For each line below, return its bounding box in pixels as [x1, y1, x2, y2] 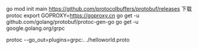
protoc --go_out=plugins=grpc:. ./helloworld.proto [6, 36, 130, 43]
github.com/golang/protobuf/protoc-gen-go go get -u [6, 19, 139, 25]
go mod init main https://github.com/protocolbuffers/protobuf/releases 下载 [6, 5, 193, 12]
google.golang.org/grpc [6, 24, 65, 32]
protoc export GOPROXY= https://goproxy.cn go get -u [6, 12, 139, 19]
